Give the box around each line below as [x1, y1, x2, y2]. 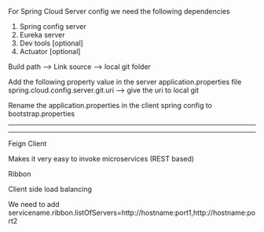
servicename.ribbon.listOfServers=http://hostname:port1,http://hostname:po [8, 208, 256, 217]
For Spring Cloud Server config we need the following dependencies [8, 7, 230, 16]
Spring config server [19, 22, 86, 31]
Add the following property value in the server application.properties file [8, 78, 242, 86]
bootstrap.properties [8, 109, 75, 118]
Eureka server [19, 31, 65, 39]
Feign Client [8, 139, 47, 148]
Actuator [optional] [19, 47, 81, 56]
